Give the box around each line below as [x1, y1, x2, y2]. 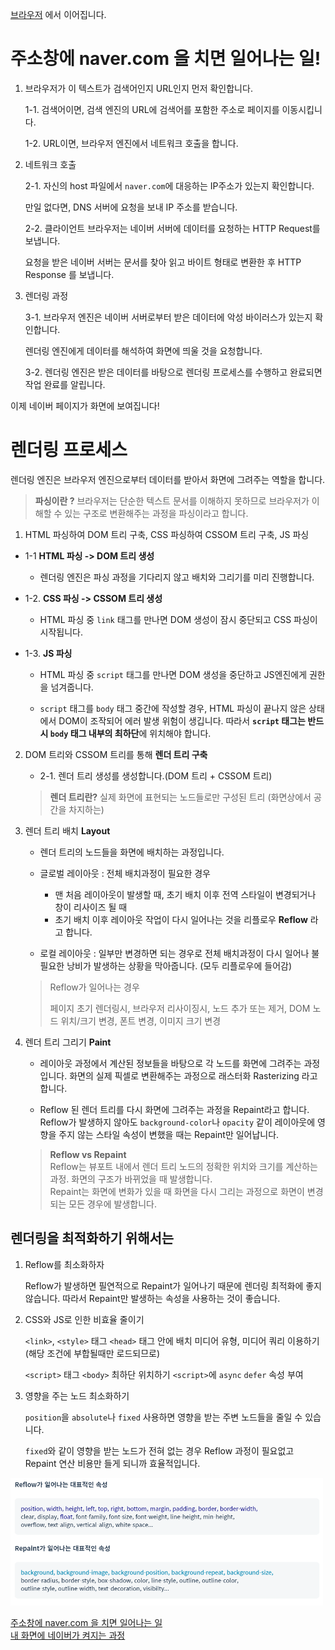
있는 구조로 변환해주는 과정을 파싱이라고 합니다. [64, 507, 249, 519]
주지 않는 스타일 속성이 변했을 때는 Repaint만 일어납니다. [58, 1128, 280, 1140]
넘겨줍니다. [50, 681, 94, 693]
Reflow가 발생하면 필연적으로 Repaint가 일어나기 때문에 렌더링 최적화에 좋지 [24, 1279, 322, 1292]
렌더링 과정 [24, 289, 69, 302]
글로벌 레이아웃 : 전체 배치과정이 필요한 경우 [39, 867, 211, 879]
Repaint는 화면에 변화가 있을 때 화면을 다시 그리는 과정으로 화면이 [49, 1185, 305, 1197]
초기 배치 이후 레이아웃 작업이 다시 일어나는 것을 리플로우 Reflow [54, 913, 308, 925]
